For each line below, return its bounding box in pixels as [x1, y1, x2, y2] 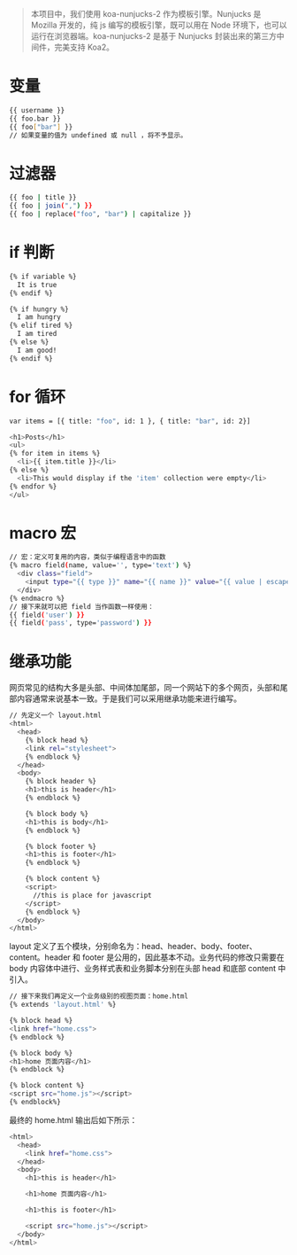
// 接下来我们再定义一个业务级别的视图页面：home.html [9, 992, 188, 1001]
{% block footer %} [25, 842, 97, 851]
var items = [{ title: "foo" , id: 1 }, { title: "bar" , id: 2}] [9, 417, 251, 425]
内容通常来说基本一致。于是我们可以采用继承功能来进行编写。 [16, 693, 241, 704]
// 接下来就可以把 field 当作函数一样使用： [9, 602, 155, 611]
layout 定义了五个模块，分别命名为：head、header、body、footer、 [9, 941, 258, 952]
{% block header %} [25, 777, 97, 786]
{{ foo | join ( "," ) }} [9, 201, 93, 211]
